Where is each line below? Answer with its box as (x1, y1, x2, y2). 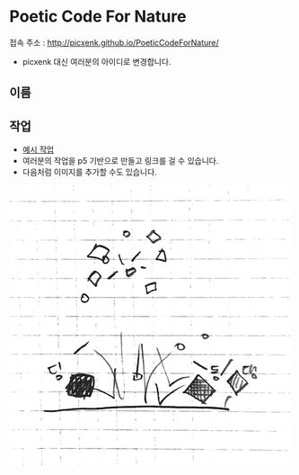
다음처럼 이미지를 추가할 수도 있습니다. (22, 166, 157, 177)
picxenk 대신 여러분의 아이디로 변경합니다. (22, 56, 171, 67)
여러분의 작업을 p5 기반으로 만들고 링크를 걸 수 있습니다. (22, 156, 219, 166)
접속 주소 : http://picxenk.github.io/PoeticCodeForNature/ (9, 37, 220, 48)
